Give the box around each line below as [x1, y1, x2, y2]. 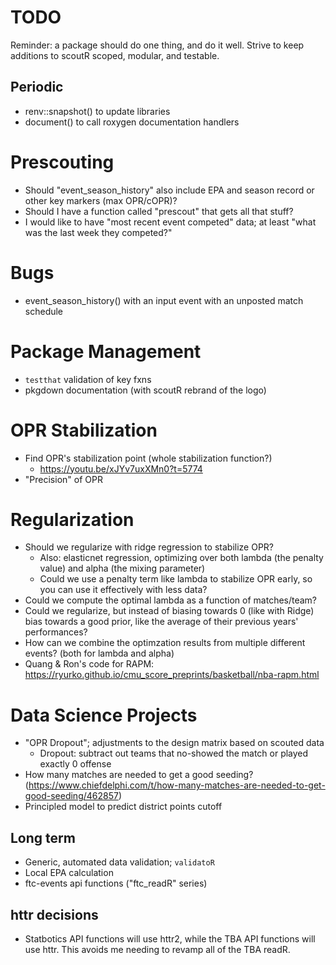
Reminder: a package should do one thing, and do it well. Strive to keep [10, 39, 305, 51]
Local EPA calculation [24, 867, 114, 879]
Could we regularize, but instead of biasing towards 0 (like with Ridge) [24, 605, 315, 617]
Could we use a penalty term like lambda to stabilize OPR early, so [39, 573, 313, 585]
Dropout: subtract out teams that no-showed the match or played [39, 747, 309, 760]
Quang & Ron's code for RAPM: [24, 658, 155, 670]
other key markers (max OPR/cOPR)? [24, 194, 178, 206]
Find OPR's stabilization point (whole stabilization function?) [24, 452, 273, 464]
